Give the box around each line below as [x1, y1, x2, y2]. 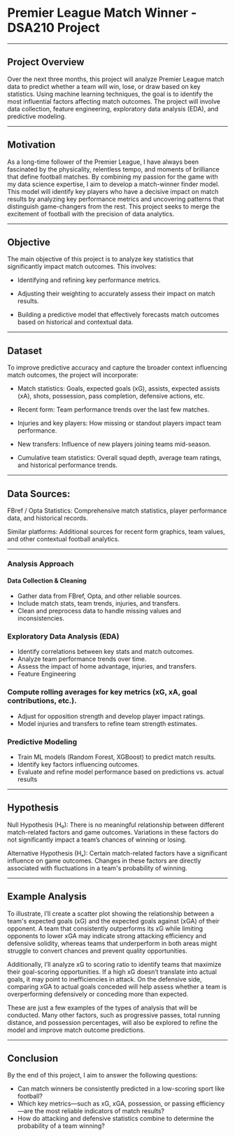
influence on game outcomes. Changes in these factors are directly [7, 856, 201, 865]
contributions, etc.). [7, 696, 77, 706]
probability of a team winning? [17, 1122, 105, 1130]
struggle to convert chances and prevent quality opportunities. [7, 947, 187, 955]
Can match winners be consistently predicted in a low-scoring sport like [17, 1084, 225, 1093]
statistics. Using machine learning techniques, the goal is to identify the [7, 90, 213, 98]
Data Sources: [7, 488, 71, 500]
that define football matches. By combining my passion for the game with [7, 172, 218, 181]
